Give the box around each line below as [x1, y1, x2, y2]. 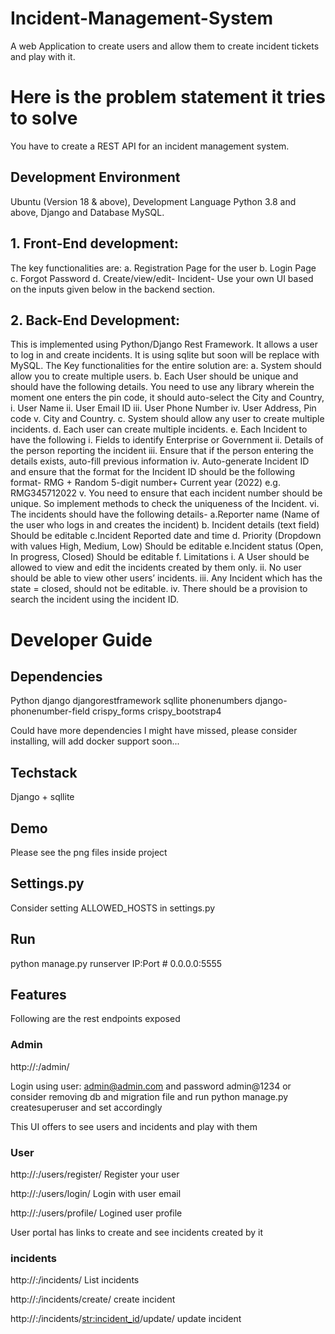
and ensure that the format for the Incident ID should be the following [10, 466, 296, 478]
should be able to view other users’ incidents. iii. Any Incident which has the [10, 572, 323, 584]
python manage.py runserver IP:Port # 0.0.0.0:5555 [10, 957, 223, 969]
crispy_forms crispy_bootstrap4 [92, 705, 222, 717]
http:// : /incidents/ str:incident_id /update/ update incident [10, 1313, 242, 1325]
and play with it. [10, 50, 76, 62]
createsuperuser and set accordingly [10, 1101, 163, 1113]
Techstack [10, 764, 78, 781]
